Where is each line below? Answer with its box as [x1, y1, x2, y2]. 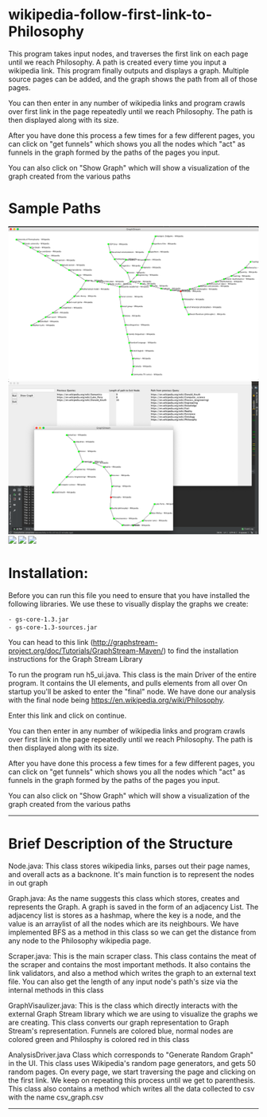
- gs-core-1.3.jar [8, 616, 69, 623]
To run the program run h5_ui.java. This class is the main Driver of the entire [8, 670, 257, 679]
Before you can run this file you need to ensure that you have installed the [8, 591, 250, 600]
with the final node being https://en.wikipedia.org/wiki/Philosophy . [8, 695, 225, 705]
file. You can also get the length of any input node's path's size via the [8, 977, 238, 986]
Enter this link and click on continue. [8, 711, 127, 721]
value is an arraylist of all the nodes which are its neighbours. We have [8, 918, 239, 928]
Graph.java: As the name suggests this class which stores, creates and [8, 893, 240, 903]
